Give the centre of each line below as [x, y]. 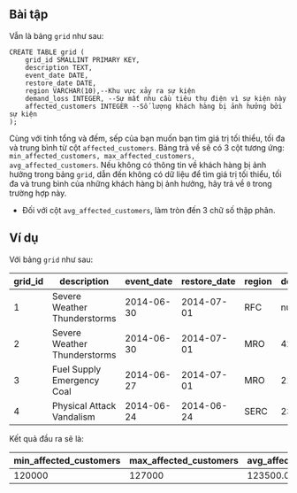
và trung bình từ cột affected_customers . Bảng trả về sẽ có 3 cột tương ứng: [147, 147]
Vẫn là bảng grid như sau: [57, 35]
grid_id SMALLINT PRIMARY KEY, [83, 60]
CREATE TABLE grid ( [47, 52]
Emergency [76, 380]
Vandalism [73, 417]
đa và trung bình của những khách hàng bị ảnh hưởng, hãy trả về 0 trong [141, 183]
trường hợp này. [38, 193]
